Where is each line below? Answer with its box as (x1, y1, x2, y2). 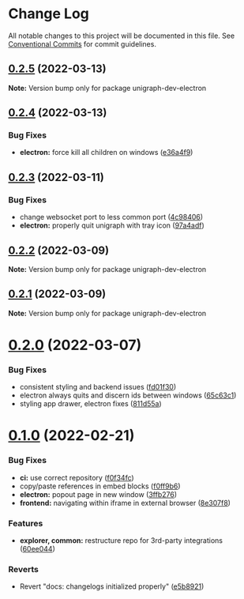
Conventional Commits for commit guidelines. (8, 39, 156, 48)
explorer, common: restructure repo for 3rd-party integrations (19, 536, 223, 545)
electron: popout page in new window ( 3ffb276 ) (19, 489, 178, 499)
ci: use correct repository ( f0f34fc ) (19, 473, 134, 482)
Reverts (8, 563, 39, 575)
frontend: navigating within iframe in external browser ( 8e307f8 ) (19, 498, 231, 507)
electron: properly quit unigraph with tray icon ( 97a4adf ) (19, 220, 205, 230)
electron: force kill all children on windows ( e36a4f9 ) (19, 148, 193, 157)
